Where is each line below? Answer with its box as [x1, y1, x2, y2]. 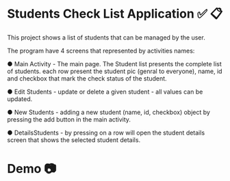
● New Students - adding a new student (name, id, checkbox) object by [7, 108, 211, 116]
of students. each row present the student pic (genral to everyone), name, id [7, 67, 222, 75]
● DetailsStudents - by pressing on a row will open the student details [7, 128, 205, 137]
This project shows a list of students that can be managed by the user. [7, 33, 205, 42]
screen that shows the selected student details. [7, 135, 141, 144]
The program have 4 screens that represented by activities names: [7, 46, 195, 55]
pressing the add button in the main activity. [7, 115, 131, 124]
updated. [7, 94, 33, 103]
